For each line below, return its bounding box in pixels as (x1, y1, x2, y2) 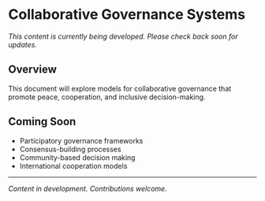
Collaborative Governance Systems (8, 6, 246, 24)
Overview (8, 63, 58, 76)
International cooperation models (19, 161, 128, 170)
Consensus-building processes (19, 144, 121, 154)
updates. (8, 39, 37, 49)
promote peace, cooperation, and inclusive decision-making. (8, 92, 206, 102)
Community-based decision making (19, 152, 136, 162)
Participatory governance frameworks (19, 136, 144, 145)
